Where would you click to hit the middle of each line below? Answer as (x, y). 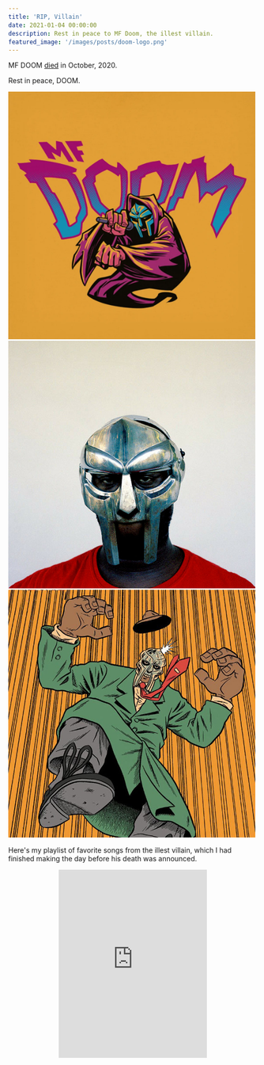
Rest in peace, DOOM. (44, 81)
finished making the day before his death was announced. (103, 859)
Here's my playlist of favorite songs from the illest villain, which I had (120, 850)
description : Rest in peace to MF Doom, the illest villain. (111, 33)
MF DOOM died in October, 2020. (63, 65)
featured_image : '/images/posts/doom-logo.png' (88, 42)
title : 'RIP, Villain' (45, 17)
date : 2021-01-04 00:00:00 (53, 25)
